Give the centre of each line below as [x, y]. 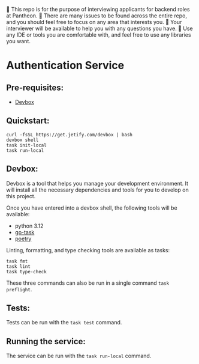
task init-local [26, 145]
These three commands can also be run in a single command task [88, 283]
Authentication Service [65, 65]
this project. [21, 196]
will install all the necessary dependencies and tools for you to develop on [97, 190]
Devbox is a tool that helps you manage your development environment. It [97, 183]
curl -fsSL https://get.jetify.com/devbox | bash [70, 135]
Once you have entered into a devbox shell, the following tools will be [92, 208]
